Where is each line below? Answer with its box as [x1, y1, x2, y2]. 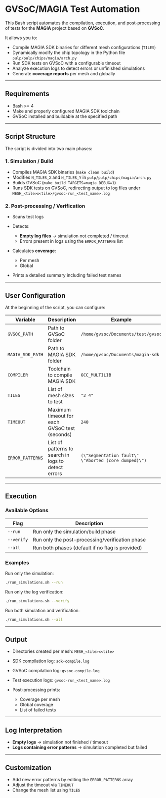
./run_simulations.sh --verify [5, 598, 70, 603]
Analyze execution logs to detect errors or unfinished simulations [12, 65, 145, 71]
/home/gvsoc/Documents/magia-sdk [81, 352, 160, 357]
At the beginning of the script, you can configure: [5, 304, 105, 310]
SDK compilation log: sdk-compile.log [12, 658, 90, 664]
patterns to [47, 445, 74, 452]
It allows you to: [5, 35, 38, 41]
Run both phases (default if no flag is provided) [33, 544, 142, 551]
